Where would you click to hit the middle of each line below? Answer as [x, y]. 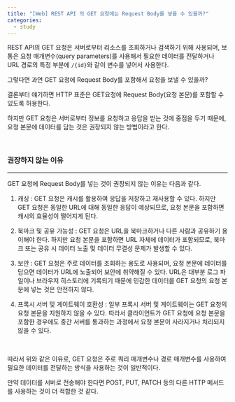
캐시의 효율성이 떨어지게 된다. [58, 216]
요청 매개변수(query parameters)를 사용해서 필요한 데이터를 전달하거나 [117, 56]
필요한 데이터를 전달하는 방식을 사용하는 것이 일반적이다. [84, 367]
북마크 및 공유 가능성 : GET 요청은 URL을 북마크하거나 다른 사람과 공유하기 [119, 231]
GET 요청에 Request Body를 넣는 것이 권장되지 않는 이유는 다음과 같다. [104, 183]
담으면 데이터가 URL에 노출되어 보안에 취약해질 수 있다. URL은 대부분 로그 [118, 272]
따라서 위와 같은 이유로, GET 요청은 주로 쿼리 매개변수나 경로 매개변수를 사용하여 [117, 359]
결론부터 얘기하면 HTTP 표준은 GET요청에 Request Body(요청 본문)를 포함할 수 [116, 94]
